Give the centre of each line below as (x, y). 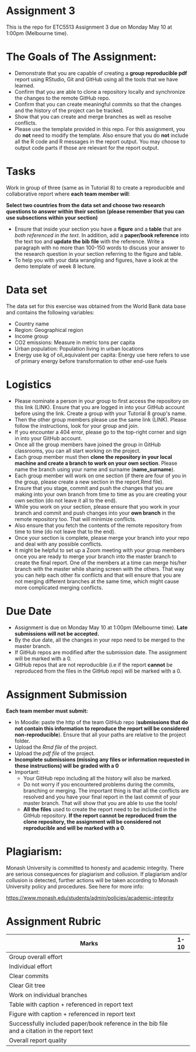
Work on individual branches (48, 995)
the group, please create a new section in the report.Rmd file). (89, 482)
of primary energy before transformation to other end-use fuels (91, 361)
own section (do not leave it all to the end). (66, 500)
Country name (32, 324)
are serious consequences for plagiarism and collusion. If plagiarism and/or (97, 874)
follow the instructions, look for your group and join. (76, 426)
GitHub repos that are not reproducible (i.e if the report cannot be (94, 664)
